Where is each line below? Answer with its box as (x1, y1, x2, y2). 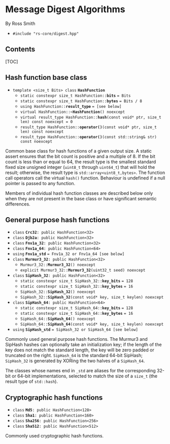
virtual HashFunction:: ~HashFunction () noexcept (20, 109, 125, 114)
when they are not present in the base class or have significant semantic (5, 195, 157, 201)
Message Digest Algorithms (5, 4, 125, 15)
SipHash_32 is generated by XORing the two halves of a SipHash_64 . (5, 358, 145, 364)
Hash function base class (5, 73, 87, 82)
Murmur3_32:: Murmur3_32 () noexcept (20, 262, 95, 268)
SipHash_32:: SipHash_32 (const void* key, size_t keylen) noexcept (20, 295, 164, 300)
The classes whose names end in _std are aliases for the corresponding (5, 368, 156, 374)
